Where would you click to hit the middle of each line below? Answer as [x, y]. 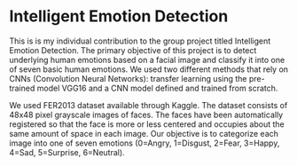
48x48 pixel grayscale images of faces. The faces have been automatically [146, 115]
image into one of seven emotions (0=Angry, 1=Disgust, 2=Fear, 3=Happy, [145, 143]
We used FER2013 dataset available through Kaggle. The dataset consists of [148, 105]
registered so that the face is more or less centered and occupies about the [147, 124]
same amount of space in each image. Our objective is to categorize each [144, 133]
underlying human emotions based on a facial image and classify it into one [147, 59]
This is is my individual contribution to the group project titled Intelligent [140, 41]
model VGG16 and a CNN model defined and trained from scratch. [157, 88]
